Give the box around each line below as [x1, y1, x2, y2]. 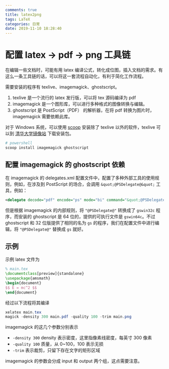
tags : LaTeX [5, 17, 30, 22]
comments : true [5, 7, 37, 13]
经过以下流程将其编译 [5, 300, 49, 306]
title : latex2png [5, 12, 42, 17]
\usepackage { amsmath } [5, 276, 51, 281]
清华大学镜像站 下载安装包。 [15, 130, 74, 136]
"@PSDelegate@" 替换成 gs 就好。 [19, 226, 87, 232]
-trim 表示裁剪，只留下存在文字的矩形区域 [12, 347, 101, 353]
